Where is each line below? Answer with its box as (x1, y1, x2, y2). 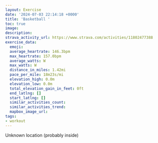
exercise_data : (5, 40, 37, 45)
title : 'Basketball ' (5, 16, 50, 21)
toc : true (5, 21, 26, 26)
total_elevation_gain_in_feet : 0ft (9, 86, 84, 91)
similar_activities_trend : (9, 105, 66, 110)
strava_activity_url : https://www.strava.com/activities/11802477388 (5, 35, 153, 40)
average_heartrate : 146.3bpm (9, 49, 70, 54)
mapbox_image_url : (9, 109, 48, 115)
